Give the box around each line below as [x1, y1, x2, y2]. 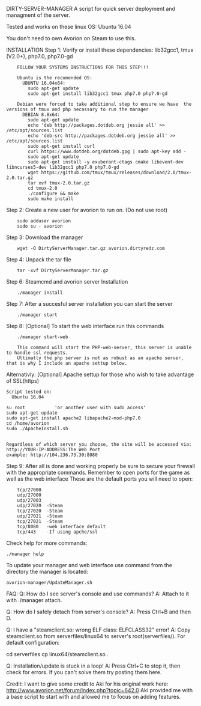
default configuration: [6, 639, 60, 646]
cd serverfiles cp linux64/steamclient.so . [6, 651, 109, 657]
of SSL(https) [6, 377, 40, 384]
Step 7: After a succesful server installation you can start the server [6, 300, 173, 307]
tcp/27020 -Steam [17, 508, 63, 514]
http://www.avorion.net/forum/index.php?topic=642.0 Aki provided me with [6, 687, 193, 693]
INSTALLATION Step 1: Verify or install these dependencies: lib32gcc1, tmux [6, 46, 194, 53]
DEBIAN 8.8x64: [22, 112, 61, 118]
